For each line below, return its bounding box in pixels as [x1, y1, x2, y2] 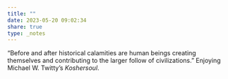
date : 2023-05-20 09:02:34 [7, 17, 87, 24]
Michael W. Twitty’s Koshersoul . [7, 64, 100, 72]
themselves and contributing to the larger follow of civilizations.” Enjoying [7, 57, 221, 65]
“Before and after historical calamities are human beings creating [7, 49, 196, 57]
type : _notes [7, 29, 46, 37]
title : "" [7, 10, 37, 17]
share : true [7, 23, 42, 30]
